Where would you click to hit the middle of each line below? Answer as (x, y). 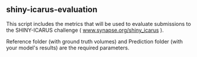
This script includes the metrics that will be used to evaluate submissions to (99, 24)
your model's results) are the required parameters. (68, 48)
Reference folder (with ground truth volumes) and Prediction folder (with (94, 41)
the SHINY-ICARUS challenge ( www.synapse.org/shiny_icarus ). (85, 30)
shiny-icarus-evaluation (52, 10)
